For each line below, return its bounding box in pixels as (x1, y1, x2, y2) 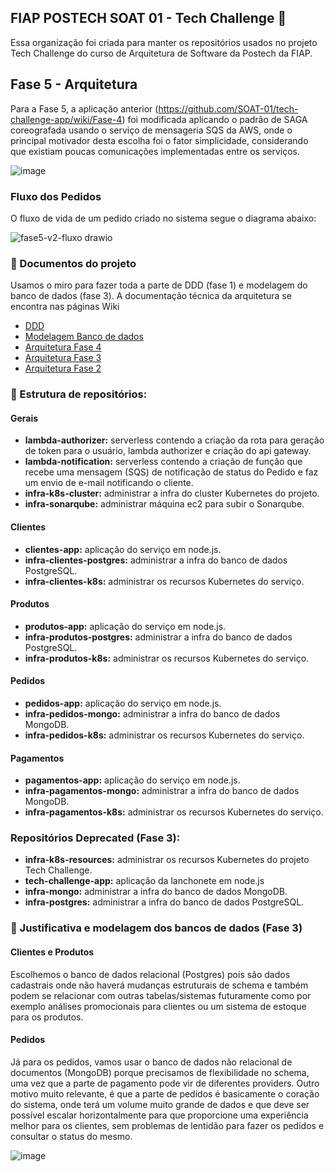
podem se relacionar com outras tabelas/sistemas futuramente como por (10, 989, 312, 1001)
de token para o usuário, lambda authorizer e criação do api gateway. (24, 445, 312, 457)
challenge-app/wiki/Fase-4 (10, 113, 123, 125)
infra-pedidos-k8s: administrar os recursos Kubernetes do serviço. (24, 729, 305, 741)
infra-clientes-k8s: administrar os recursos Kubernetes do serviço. (24, 575, 305, 587)
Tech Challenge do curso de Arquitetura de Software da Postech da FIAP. (10, 47, 313, 59)
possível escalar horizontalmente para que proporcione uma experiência (10, 1109, 309, 1121)
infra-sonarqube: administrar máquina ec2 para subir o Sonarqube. (24, 498, 305, 510)
